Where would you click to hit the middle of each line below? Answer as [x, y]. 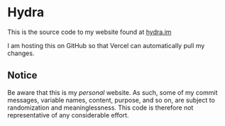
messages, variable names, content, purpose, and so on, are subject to [111, 100]
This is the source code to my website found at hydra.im [89, 32]
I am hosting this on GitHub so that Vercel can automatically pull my [106, 45]
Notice [22, 75]
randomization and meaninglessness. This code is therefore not [100, 108]
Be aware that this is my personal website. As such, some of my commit [112, 92]
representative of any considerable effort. [68, 115]
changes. [21, 53]
